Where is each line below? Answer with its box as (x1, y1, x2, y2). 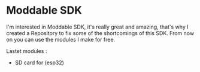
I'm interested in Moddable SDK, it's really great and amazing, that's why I (6, 23, 189, 30)
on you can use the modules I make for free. (6, 36, 116, 43)
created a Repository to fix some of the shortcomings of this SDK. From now (6, 29, 195, 36)
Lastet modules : (6, 47, 47, 54)
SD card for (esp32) (14, 59, 65, 66)
